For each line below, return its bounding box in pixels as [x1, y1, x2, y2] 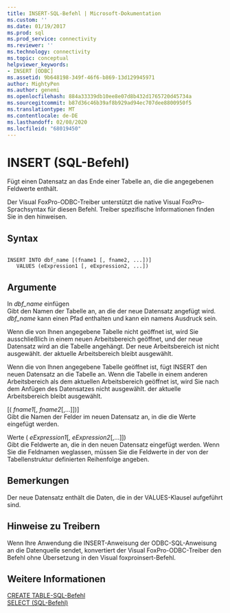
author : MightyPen [7, 80, 60, 87]
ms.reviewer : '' [7, 42, 54, 49]
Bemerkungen [7, 475, 70, 487]
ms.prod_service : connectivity [7, 36, 97, 43]
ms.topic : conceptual [7, 55, 69, 62]
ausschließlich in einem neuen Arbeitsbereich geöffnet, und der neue [7, 335, 203, 343]
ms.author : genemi [7, 87, 60, 93]
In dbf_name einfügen [7, 300, 70, 308]
